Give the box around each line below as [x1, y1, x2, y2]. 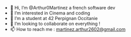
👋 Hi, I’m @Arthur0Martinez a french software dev [10, 5, 116, 10]
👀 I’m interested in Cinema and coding [10, 10, 90, 16]
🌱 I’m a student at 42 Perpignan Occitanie [10, 15, 98, 21]
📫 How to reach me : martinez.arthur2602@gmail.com [10, 26, 126, 32]
